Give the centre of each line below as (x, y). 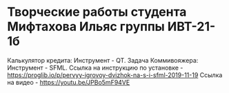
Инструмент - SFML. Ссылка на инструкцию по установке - (95, 68)
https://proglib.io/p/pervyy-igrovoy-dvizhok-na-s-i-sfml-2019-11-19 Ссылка (115, 75)
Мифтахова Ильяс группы (86, 27)
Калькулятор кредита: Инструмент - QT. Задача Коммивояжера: (103, 60)
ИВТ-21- (191, 27)
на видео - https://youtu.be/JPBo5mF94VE (69, 82)
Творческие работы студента (97, 12)
